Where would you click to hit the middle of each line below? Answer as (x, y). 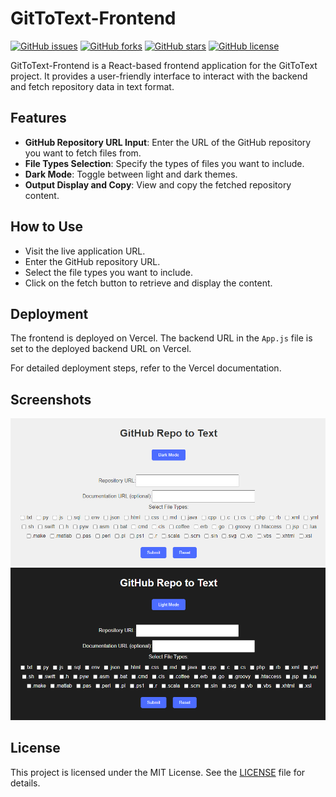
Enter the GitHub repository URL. (92, 261)
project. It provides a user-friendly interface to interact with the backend (159, 76)
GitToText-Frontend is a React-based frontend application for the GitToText (164, 65)
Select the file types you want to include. (108, 272)
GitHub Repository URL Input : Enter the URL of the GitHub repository (168, 142)
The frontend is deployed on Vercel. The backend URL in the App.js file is (161, 338)
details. (25, 783)
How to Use (47, 227)
